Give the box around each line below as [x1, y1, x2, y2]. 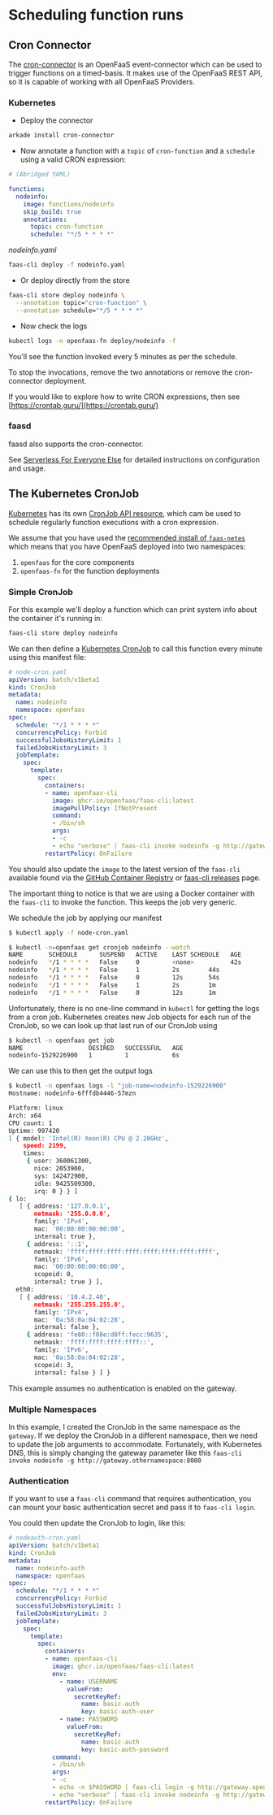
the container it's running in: [8, 613, 103, 623]
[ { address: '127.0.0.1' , [19, 1202, 111, 1210]
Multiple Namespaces [8, 1404, 97, 1415]
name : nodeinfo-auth [15, 1564, 85, 1572]
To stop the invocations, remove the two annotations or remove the [8, 367, 233, 377]
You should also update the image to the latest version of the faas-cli [8, 864, 241, 874]
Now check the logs [19, 321, 88, 331]
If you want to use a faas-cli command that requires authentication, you [8, 1494, 252, 1504]
